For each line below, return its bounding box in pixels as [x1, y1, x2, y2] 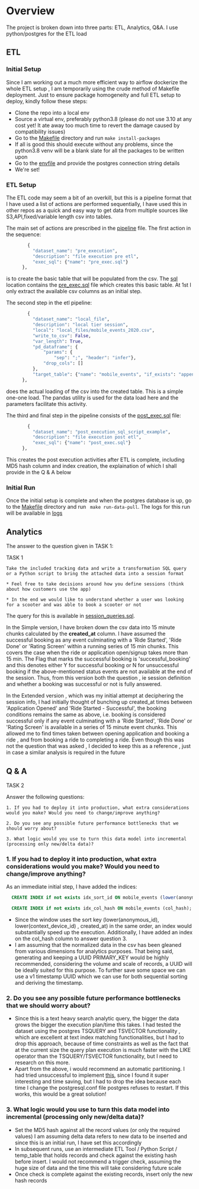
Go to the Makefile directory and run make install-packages [14, 134, 161, 141]
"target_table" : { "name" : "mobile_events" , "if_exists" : [32, 371, 176, 378]
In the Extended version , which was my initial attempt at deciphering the [6, 692, 184, 699]
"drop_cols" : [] [43, 360, 84, 366]
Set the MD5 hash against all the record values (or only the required [14, 1126, 181, 1133]
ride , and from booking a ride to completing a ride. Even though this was [6, 736, 185, 743]
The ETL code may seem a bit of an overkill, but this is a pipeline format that [6, 194, 192, 201]
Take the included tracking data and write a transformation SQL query [6, 566, 187, 572]
